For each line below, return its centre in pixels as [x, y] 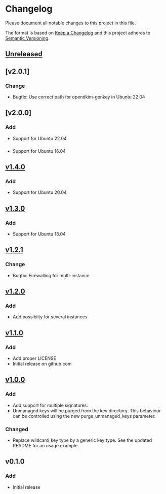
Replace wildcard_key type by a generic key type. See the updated [82, 440]
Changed [17, 429]
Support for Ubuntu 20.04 [39, 192]
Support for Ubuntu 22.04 [39, 138]
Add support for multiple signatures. [50, 405]
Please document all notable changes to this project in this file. [71, 23]
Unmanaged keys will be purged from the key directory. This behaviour [87, 410]
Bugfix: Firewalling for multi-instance [51, 275]
